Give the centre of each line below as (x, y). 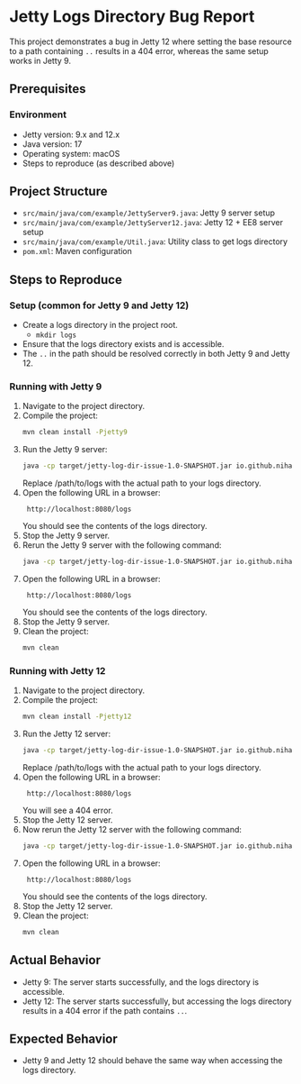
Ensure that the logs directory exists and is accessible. (123, 344)
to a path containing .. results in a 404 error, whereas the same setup (139, 50)
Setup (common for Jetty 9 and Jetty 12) (99, 305)
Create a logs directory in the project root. (100, 325)
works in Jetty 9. (40, 60)
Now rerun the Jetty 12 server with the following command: (132, 829)
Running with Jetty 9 (56, 387)
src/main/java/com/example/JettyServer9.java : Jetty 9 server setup (149, 213)
